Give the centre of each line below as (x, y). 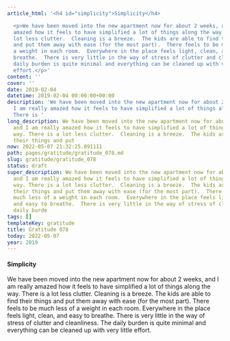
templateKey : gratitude (41, 223)
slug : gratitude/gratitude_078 (52, 160)
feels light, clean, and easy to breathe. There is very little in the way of (106, 316)
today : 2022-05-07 (33, 236)
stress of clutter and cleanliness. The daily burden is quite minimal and (107, 323)
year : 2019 (23, 242)
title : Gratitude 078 (38, 229)
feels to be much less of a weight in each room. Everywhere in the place (109, 308)
